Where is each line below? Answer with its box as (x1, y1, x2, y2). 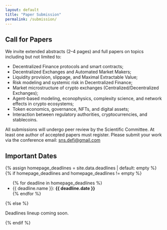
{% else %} (5, 200, 29, 206)
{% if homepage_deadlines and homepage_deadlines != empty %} (5, 170, 142, 176)
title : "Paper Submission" (5, 12, 61, 17)
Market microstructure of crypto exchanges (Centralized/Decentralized (12, 85, 159, 91)
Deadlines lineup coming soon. (5, 210, 69, 216)
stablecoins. (12, 117, 38, 123)
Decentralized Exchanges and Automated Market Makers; (12, 69, 131, 75)
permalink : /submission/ (5, 17, 57, 22)
